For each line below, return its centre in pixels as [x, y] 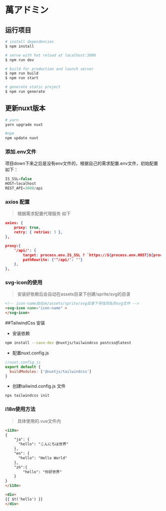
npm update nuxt [22, 138]
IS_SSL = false [19, 179]
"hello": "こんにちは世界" [43, 444]
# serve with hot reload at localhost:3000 [51, 55]
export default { [23, 367]
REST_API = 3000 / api [24, 188]
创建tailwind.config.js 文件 [39, 386]
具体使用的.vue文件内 [39, 421]
